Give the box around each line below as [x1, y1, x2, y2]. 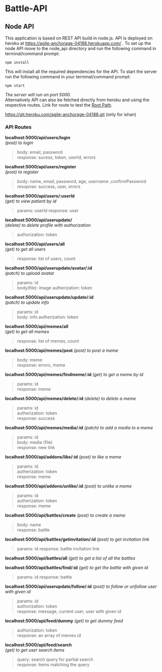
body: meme [17, 357, 43, 363]
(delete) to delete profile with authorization [5, 222, 91, 228]
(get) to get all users [5, 246, 46, 252]
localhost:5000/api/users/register [5, 164, 76, 170]
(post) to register [5, 169, 39, 175]
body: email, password [17, 149, 63, 155]
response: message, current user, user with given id [17, 609, 122, 615]
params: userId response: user [17, 208, 79, 214]
